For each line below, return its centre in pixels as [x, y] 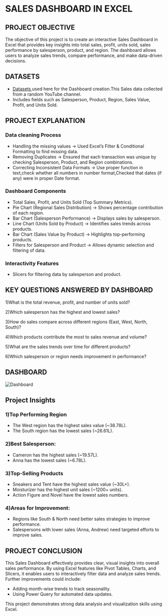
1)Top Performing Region [36, 415]
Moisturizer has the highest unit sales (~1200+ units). [67, 490]
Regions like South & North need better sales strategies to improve [81, 519]
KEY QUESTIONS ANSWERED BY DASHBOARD [79, 290]
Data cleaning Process [33, 135]
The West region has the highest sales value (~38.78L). [69, 426]
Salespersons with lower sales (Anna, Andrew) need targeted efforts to [86, 530]
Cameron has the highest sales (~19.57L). [55, 455]
